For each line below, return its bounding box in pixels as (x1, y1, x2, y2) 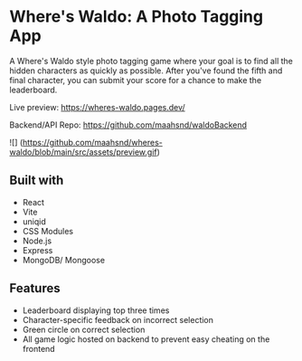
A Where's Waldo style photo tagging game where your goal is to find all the (9, 55, 294, 66)
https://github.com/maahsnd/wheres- (22, 137, 163, 147)
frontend (22, 343, 56, 354)
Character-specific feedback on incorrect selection (22, 314, 214, 325)
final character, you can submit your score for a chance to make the (9, 74, 262, 85)
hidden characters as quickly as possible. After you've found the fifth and (9, 65, 283, 76)
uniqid (22, 215, 47, 227)
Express (22, 244, 53, 255)
